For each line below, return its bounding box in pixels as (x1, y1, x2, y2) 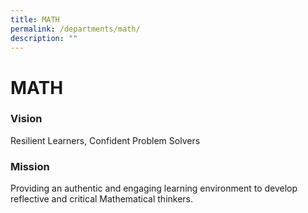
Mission (10, 159, 50, 173)
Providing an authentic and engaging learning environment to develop (10, 182, 298, 195)
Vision (10, 112, 43, 126)
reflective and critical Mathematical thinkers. (10, 193, 194, 205)
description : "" (10, 33, 78, 43)
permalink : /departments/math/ (10, 24, 141, 34)
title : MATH (10, 14, 60, 25)
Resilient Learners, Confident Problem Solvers (10, 134, 201, 146)
